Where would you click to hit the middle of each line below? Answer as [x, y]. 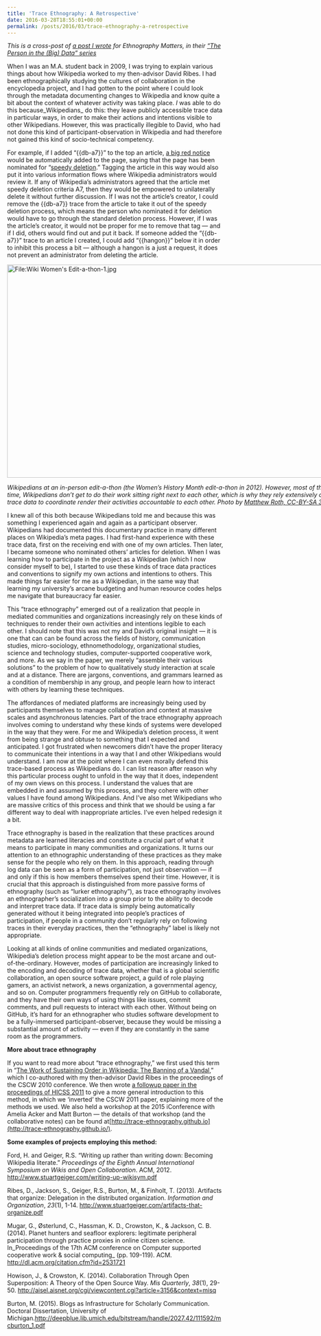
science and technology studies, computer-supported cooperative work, [110, 653]
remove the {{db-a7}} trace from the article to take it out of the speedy [107, 204]
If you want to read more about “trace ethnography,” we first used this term [114, 1063]
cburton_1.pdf [26, 1326]
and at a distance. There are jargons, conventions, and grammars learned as [115, 675]
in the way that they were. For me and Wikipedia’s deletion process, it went [113, 732]
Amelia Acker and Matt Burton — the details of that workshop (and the [106, 1114]
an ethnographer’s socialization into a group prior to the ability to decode [110, 899]
